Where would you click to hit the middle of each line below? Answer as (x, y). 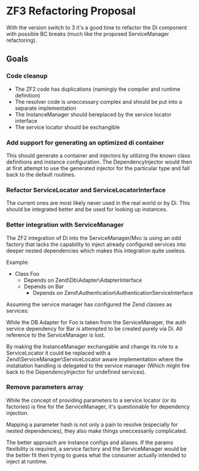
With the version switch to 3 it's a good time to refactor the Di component (97, 27)
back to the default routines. (41, 174)
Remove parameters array (45, 387)
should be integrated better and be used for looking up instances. (87, 210)
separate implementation (45, 108)
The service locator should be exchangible (68, 127)
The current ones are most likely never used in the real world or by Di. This (98, 203)
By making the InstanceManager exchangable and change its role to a (92, 346)
